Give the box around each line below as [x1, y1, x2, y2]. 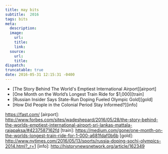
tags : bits [5, 16, 28, 21]
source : [9, 49, 26, 54]
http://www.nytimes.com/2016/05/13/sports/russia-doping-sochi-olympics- [5, 138, 161, 144]
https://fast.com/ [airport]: [5, 111, 59, 117]
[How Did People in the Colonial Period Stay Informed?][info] [12, 102, 137, 108]
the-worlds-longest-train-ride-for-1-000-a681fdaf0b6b [5, 133, 119, 139]
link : [14, 44, 26, 49]
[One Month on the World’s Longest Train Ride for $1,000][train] [12, 91, 144, 97]
